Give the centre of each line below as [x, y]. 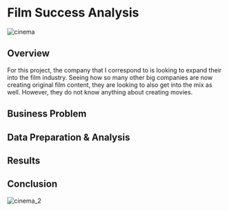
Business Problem [47, 114]
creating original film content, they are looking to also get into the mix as [110, 85]
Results [24, 160]
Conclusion [32, 184]
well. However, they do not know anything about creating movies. [100, 92]
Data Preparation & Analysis [69, 137]
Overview [29, 53]
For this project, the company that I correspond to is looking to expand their [114, 70]
